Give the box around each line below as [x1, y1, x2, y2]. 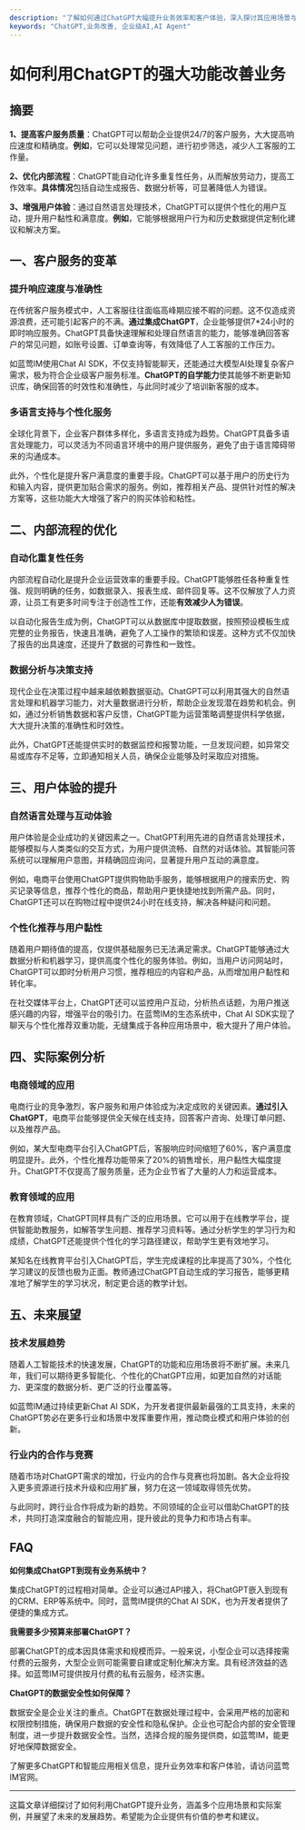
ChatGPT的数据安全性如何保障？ [9, 1687, 133, 1699]
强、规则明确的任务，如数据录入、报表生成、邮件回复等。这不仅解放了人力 [9, 585, 288, 596]
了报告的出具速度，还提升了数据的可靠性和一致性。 [9, 639, 201, 650]
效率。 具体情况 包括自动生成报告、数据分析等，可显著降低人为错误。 [16, 182, 272, 193]
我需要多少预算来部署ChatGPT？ [9, 1626, 133, 1637]
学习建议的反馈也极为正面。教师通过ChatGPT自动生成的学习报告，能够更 [9, 1267, 282, 1278]
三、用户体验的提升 [9, 780, 117, 795]
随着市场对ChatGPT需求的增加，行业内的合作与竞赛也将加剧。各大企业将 [9, 1471, 282, 1482]
